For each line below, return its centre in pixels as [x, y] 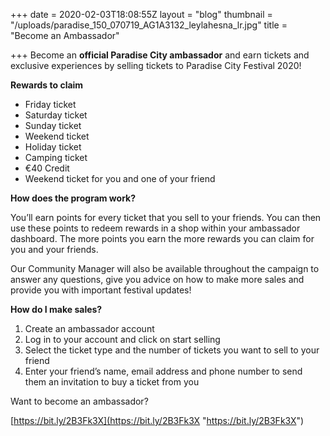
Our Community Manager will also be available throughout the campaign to [165, 268]
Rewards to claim [47, 85]
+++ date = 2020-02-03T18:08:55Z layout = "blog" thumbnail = [141, 14]
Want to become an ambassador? [79, 401]
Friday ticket [50, 104]
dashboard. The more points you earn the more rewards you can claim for [162, 238]
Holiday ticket [53, 147]
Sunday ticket [53, 125]
